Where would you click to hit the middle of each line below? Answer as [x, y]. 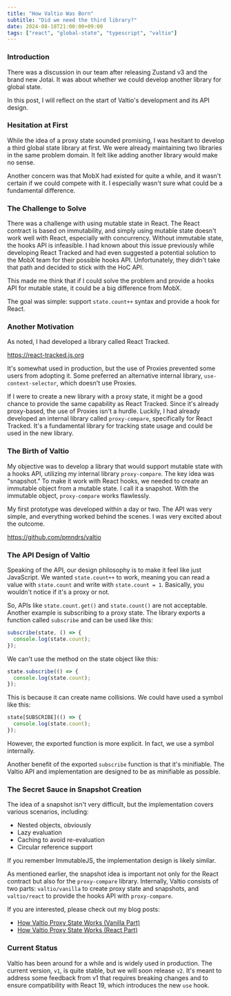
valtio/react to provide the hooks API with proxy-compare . [90, 896]
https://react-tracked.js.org [46, 355]
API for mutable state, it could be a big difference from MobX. [94, 288]
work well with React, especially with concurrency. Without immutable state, [115, 238]
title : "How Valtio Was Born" [51, 13]
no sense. [21, 162]
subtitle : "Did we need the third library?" [72, 20]
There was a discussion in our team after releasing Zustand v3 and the [108, 72]
